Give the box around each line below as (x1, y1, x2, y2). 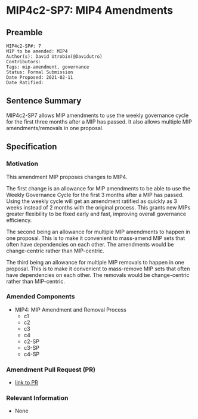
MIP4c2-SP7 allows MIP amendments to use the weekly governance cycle (6, 112, 189, 119)
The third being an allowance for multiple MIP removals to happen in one (6, 258, 185, 266)
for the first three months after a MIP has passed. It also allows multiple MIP (6, 118, 192, 125)
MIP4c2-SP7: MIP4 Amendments (6, 4, 174, 17)
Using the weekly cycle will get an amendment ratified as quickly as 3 (6, 198, 178, 205)
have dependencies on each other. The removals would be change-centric (6, 271, 190, 278)
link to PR (14, 379, 39, 386)
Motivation (6, 159, 39, 168)
